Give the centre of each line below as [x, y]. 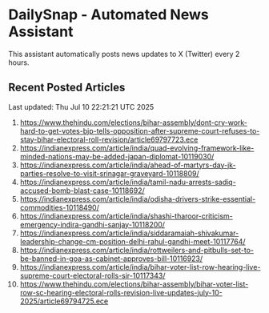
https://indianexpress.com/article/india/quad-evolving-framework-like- [137, 148]
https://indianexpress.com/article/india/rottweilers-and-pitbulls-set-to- [137, 250]
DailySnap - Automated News [109, 15]
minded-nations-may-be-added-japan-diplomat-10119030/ [117, 156]
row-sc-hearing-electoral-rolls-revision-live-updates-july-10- [121, 292]
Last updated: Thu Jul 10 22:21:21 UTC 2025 [81, 106]
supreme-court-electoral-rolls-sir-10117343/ [92, 275]
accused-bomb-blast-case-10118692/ [82, 191]
